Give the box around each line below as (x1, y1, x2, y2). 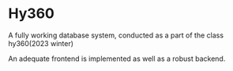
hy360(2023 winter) (8, 38, 73, 48)
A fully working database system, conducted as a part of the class (8, 30, 224, 40)
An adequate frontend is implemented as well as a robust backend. (8, 54, 226, 63)
